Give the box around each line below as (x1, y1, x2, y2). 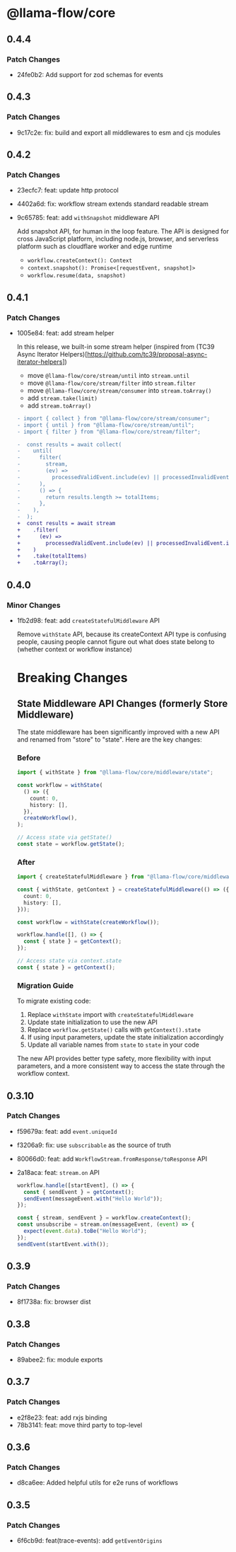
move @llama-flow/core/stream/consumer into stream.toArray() (27, 386, 212, 394)
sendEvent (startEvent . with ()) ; (16, 1241, 110, 1248)
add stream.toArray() (27, 401, 92, 410)
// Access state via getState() (16, 834, 112, 841)
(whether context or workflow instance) (16, 645, 132, 653)
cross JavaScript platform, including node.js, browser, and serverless (16, 235, 219, 243)
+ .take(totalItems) (16, 553, 88, 560)
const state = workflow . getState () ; (16, 841, 125, 848)
